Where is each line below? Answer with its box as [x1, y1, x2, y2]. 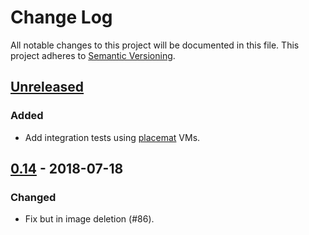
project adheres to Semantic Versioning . [10, 49, 176, 61]
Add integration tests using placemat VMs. [24, 131, 201, 143]
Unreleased [10, 79, 85, 96]
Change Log [10, 6, 113, 29]
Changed [10, 190, 57, 204]
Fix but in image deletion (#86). [24, 213, 155, 225]
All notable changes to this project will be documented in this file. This [10, 39, 300, 51]
